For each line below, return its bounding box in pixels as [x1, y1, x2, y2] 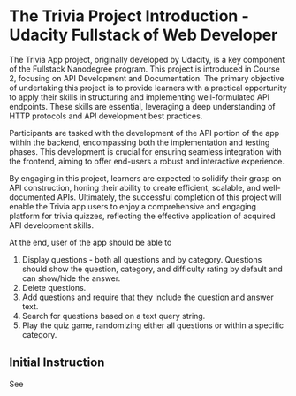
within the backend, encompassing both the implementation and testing [9, 137, 270, 148]
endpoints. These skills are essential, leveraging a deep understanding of [9, 101, 276, 111]
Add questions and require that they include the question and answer [21, 292, 274, 302]
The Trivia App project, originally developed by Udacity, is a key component [9, 54, 285, 65]
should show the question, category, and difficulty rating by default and [21, 263, 283, 274]
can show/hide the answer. [21, 272, 121, 284]
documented [9, 192, 56, 202]
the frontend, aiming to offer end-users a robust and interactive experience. [9, 156, 285, 166]
